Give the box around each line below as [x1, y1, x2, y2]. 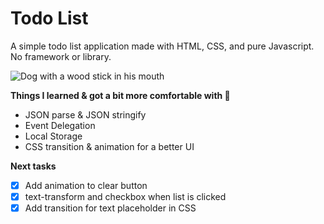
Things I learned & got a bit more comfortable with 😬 [10, 89, 231, 101]
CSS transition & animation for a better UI [24, 140, 195, 152]
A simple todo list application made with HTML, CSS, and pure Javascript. [10, 40, 315, 52]
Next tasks [10, 160, 57, 172]
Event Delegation [24, 119, 96, 131]
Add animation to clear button [24, 179, 148, 191]
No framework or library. [10, 50, 112, 62]
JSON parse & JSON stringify [24, 108, 147, 121]
